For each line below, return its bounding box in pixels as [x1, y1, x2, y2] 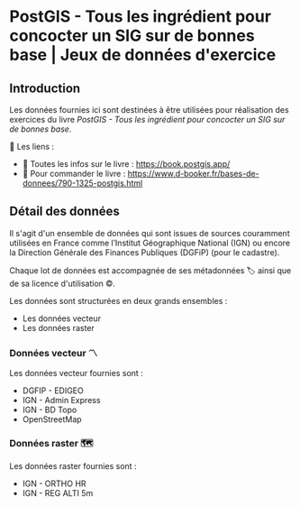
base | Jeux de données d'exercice [9, 45, 277, 65]
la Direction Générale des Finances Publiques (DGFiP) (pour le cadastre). [9, 246, 280, 258]
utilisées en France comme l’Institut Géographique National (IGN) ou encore [9, 237, 291, 248]
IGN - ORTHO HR [22, 478, 87, 489]
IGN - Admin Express [22, 395, 101, 406]
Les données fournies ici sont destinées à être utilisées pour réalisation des [9, 105, 290, 115]
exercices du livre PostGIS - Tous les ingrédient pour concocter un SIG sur [9, 115, 286, 124]
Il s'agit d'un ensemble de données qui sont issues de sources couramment [9, 227, 290, 238]
